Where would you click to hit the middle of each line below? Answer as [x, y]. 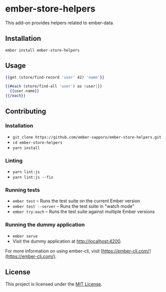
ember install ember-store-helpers [43, 50]
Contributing [26, 111]
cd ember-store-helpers [37, 142]
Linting [14, 160]
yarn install [26, 148]
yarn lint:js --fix [33, 178]
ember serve [25, 236]
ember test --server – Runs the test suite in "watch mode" [73, 206]
